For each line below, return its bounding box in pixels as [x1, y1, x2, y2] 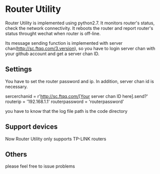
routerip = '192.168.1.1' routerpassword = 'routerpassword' [5, 98, 124, 104]
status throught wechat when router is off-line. [5, 30, 101, 36]
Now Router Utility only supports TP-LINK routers [5, 136, 106, 142]
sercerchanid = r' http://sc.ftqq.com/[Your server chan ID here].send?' [5, 93, 149, 99]
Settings [5, 65, 32, 74]
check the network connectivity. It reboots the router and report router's [5, 25, 154, 31]
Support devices [5, 123, 58, 131]
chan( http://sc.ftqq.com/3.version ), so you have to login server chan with [5, 45, 156, 51]
